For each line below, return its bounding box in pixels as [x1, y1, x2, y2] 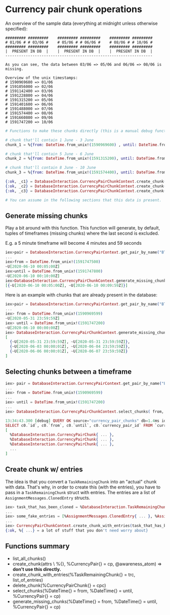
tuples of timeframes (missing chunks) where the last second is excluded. [5, 230, 159, 236]
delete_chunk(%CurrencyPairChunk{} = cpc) [12, 582, 106, 588]
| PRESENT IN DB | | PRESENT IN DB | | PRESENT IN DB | [5, 49, 153, 54]
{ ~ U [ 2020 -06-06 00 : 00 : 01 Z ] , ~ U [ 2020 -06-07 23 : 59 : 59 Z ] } [10, 349, 128, 354]
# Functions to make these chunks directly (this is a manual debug [5, 128, 153, 134]
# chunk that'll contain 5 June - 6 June [5, 151, 94, 156]
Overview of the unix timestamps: [5, 75, 78, 80]
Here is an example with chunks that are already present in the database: [5, 292, 158, 298]
